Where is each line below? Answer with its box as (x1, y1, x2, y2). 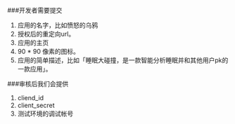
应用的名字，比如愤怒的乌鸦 (17, 21, 99, 29)
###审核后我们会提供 (7, 80, 69, 88)
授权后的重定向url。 (17, 30, 75, 38)
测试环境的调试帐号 (17, 109, 74, 118)
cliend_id (17, 94, 44, 102)
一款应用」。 (17, 65, 52, 73)
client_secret (17, 101, 55, 109)
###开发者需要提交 (7, 6, 63, 14)
